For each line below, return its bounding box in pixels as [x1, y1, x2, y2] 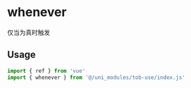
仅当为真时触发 [7, 28, 50, 36]
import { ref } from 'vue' [7, 67, 86, 74]
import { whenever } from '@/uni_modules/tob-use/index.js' [7, 74, 186, 81]
